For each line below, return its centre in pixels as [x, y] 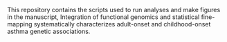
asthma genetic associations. [49, 31]
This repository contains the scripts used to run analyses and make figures [114, 10]
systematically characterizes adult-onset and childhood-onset [122, 24]
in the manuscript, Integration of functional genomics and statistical [103, 17]
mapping [20, 24]
